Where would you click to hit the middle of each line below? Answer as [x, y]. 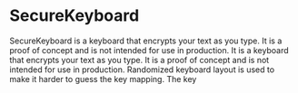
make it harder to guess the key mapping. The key [103, 79]
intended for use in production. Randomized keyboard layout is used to [142, 70]
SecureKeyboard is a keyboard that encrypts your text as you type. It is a [146, 41]
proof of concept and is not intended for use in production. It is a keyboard [149, 50]
